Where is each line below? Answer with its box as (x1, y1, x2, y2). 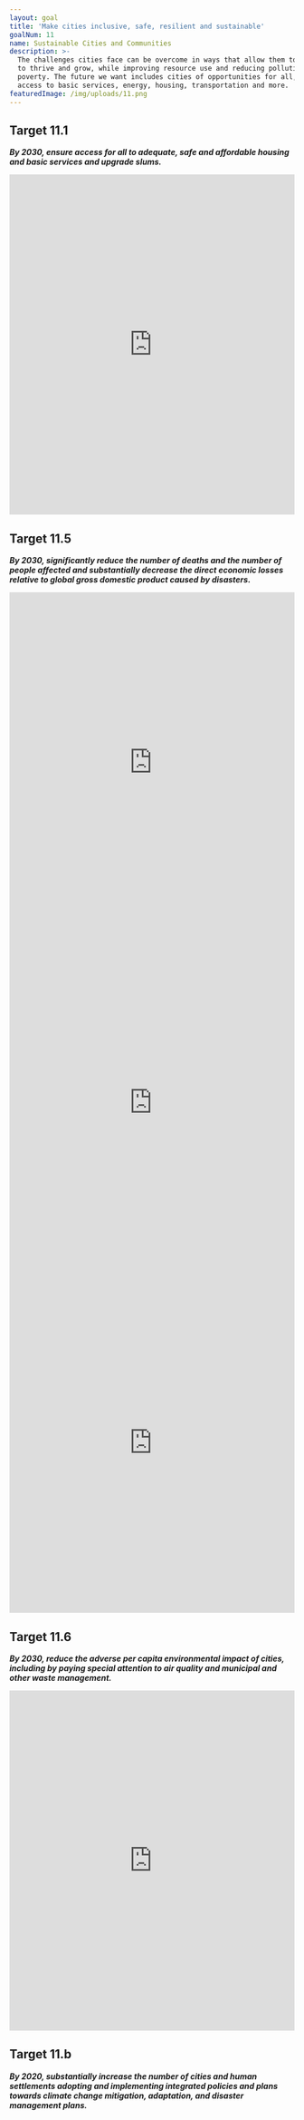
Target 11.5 (9, 531, 72, 546)
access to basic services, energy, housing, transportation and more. (17, 81, 290, 90)
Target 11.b (9, 2047, 72, 2062)
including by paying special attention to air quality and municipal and (9, 1662, 278, 1674)
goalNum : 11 (9, 30, 54, 39)
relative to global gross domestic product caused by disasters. (9, 574, 252, 585)
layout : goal (9, 13, 59, 23)
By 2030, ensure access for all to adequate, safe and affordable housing (9, 147, 290, 158)
